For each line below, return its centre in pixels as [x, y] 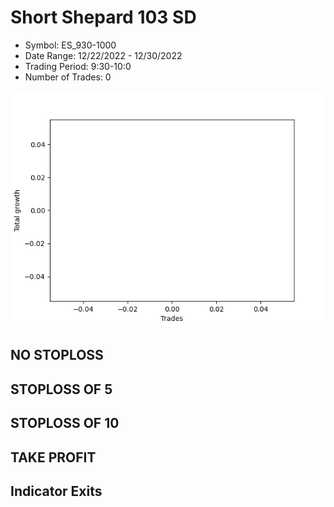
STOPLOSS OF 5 [61, 389]
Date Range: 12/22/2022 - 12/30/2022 [103, 55]
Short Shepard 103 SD [103, 17]
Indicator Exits [56, 491]
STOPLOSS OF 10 [65, 423]
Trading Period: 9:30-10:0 [78, 66]
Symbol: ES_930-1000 [70, 45]
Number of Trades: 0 [68, 77]
